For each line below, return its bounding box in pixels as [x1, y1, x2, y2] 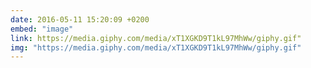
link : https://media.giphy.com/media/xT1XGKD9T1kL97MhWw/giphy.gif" [10, 33, 302, 43]
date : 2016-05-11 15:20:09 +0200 [10, 14, 150, 25]
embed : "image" [10, 24, 74, 34]
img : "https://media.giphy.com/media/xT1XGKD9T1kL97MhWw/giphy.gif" [10, 42, 302, 53]
